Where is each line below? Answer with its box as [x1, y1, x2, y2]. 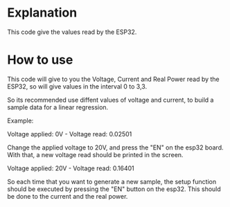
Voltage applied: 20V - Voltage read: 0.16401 [7, 164, 134, 172]
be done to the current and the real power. [7, 192, 128, 200]
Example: [7, 116, 34, 125]
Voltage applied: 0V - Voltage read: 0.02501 [7, 129, 132, 138]
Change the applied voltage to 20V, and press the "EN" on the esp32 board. [7, 143, 224, 152]
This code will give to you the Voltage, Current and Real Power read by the [7, 75, 220, 83]
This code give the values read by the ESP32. [7, 28, 137, 36]
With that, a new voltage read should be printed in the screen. [7, 150, 184, 159]
